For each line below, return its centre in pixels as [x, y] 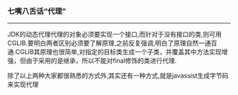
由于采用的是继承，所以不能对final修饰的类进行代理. [101, 61]
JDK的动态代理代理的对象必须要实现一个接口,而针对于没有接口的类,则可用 [114, 34]
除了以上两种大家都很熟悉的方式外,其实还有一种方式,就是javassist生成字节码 [118, 76]
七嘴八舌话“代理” [37, 11]
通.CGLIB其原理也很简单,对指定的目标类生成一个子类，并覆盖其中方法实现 [114, 52]
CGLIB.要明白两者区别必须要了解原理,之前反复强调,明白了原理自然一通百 [112, 43]
